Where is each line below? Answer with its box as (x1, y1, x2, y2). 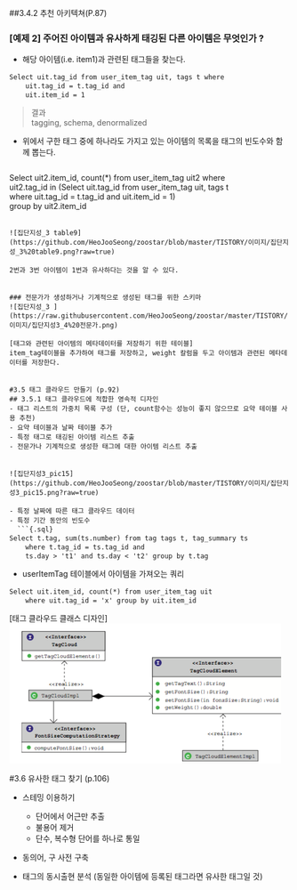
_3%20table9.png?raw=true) (14, 247, 116, 256)
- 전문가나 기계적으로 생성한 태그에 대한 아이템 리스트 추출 (9, 442, 197, 451)
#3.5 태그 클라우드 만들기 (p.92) (9, 385, 120, 394)
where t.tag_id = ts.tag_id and (25, 543, 145, 552)
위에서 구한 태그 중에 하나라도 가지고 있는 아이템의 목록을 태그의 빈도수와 (21, 136, 274, 147)
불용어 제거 (35, 822, 74, 833)
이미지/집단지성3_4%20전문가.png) (9, 321, 118, 330)
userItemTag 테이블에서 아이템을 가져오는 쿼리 (21, 569, 185, 579)
